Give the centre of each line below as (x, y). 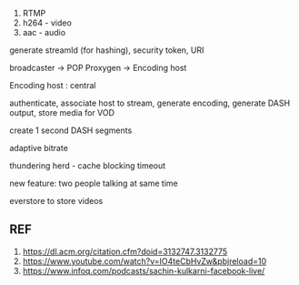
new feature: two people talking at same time (94, 183)
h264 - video (47, 23)
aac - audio (44, 32)
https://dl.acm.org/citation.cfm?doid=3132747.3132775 (125, 251)
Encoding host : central (53, 85)
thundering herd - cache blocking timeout (88, 166)
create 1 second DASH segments (71, 130)
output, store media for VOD (62, 112)
